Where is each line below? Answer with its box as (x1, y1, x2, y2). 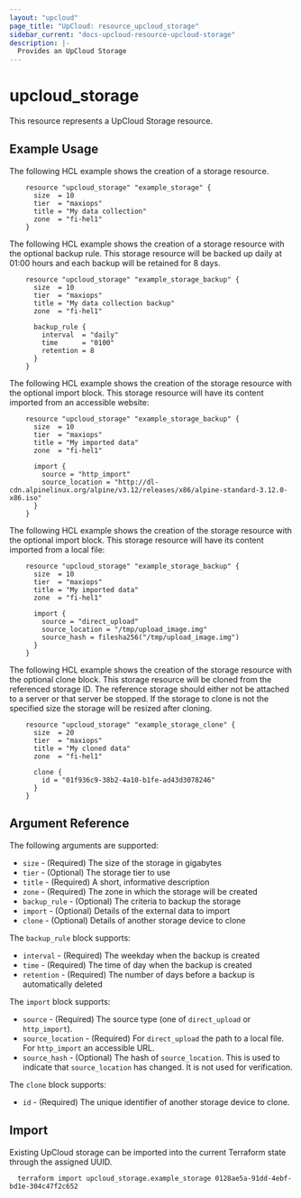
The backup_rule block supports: (9, 932, 131, 943)
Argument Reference (9, 816, 130, 831)
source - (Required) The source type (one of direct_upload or (22, 1013, 251, 1025)
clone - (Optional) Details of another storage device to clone (22, 915, 246, 925)
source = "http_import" (41, 469, 131, 478)
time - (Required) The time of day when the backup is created (22, 959, 252, 970)
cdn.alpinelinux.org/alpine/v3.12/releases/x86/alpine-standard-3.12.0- (9, 485, 288, 495)
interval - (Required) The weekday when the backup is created (22, 950, 260, 961)
